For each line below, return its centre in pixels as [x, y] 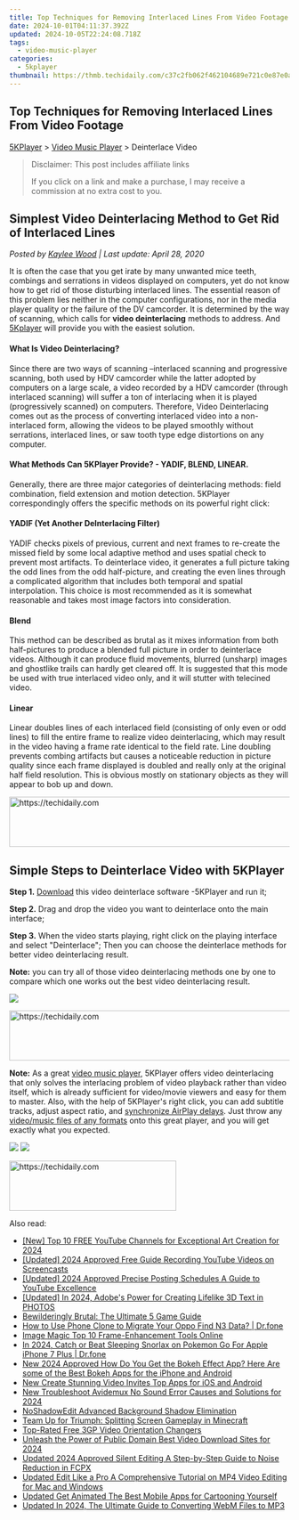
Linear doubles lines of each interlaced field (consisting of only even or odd [148, 727]
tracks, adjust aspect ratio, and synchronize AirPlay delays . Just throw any [146, 1111]
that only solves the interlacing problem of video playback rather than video [148, 1083]
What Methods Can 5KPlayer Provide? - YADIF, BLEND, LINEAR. [129, 465]
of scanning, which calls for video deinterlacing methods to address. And [145, 319]
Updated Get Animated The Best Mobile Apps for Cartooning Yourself [149, 1496]
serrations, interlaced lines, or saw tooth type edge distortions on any [137, 435]
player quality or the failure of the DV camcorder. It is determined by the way [149, 309]
